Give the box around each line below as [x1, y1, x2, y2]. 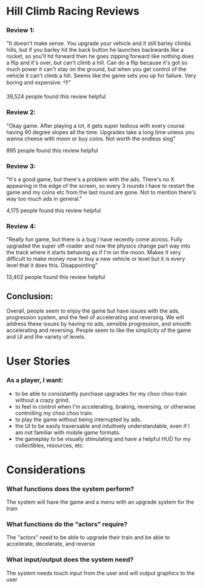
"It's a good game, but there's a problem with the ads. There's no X [6, 176, 175, 183]
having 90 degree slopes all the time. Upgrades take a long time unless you [6, 128, 195, 136]
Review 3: [6, 162, 36, 170]
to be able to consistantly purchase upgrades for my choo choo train [15, 390, 187, 397]
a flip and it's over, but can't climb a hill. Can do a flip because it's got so [6, 59, 188, 66]
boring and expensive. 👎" [6, 79, 72, 86]
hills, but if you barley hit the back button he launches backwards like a [6, 46, 184, 54]
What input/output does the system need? [6, 555, 134, 564]
